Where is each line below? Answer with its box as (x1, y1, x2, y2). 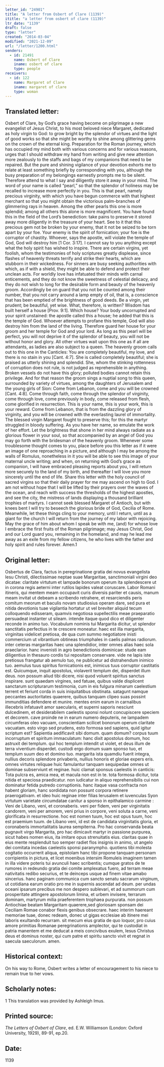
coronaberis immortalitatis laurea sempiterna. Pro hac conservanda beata (5, 824, 153, 830)
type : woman (14, 89, 38, 94)
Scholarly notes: (5, 985, 57, 993)
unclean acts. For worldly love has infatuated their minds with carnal (5, 271, 143, 277)
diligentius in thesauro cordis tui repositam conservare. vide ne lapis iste (5, 652, 151, 658)
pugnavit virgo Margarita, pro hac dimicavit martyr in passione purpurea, (5, 829, 152, 835)
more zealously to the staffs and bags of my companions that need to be (5, 157, 152, 163)
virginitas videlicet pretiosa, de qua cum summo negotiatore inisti (5, 631, 137, 637)
